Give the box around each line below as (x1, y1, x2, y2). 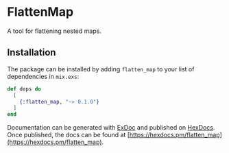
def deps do (7, 85, 41, 93)
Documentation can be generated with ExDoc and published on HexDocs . (7, 123, 215, 132)
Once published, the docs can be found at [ (7, 131, 130, 139)
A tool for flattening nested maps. (7, 27, 101, 35)
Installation (7, 47, 56, 58)
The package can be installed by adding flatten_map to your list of (7, 64, 195, 73)
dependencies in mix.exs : (7, 72, 80, 80)
